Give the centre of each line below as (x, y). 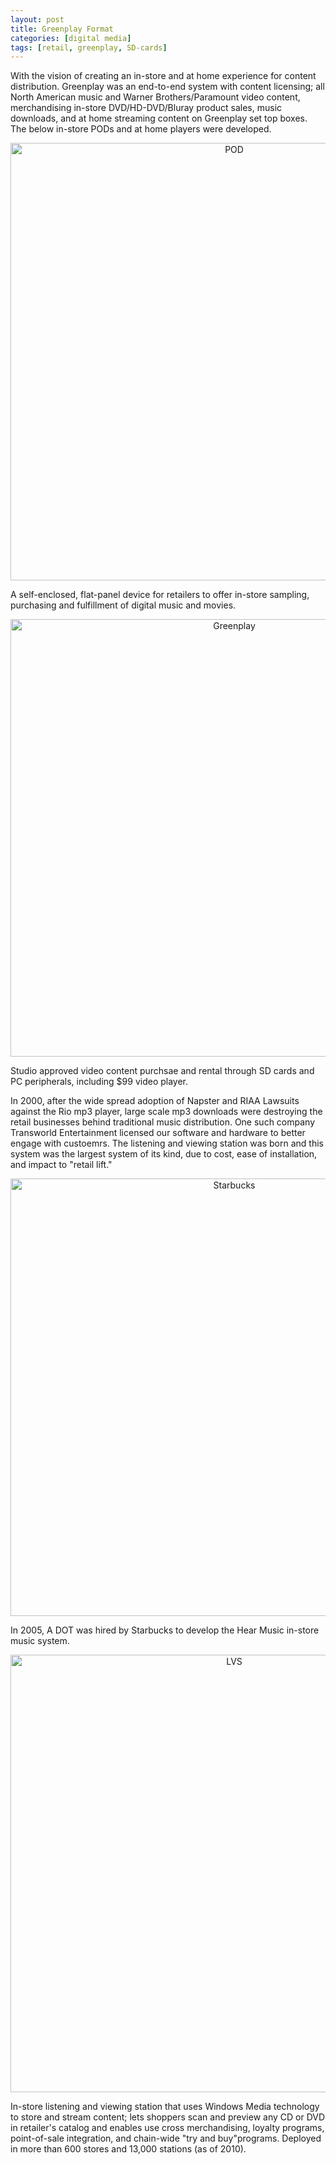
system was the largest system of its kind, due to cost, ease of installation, (164, 1154)
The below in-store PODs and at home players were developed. (141, 129)
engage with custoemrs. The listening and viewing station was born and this (167, 1143)
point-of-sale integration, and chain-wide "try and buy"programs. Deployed (166, 2138)
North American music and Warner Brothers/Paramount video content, (155, 97)
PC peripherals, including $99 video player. (99, 1082)
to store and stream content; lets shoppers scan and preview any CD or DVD (168, 2117)
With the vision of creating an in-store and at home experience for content (163, 76)
